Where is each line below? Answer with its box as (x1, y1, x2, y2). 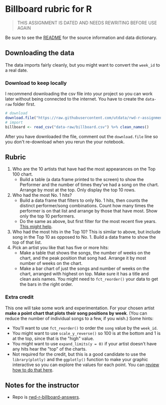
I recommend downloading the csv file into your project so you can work (5, 91, 153, 97)
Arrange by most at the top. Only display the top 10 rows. (19, 187, 136, 193)
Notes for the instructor (5, 381, 80, 390)
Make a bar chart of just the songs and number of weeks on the (19, 265, 150, 272)
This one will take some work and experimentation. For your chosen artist (5, 305, 155, 311)
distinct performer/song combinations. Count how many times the (19, 203, 154, 209)
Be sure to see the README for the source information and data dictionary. (5, 35, 157, 40)
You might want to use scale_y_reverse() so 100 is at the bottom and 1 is (12, 330, 161, 336)
